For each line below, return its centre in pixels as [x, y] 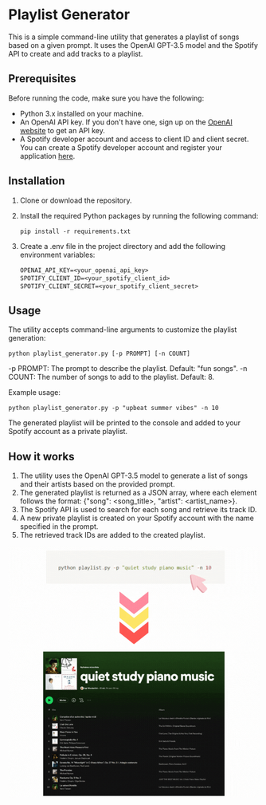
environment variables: [57, 255]
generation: [27, 338]
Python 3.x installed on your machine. [82, 113]
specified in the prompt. [59, 527]
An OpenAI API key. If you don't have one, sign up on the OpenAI [126, 122]
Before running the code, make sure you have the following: [106, 98]
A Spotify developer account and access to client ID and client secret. [134, 139]
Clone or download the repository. [76, 200]
